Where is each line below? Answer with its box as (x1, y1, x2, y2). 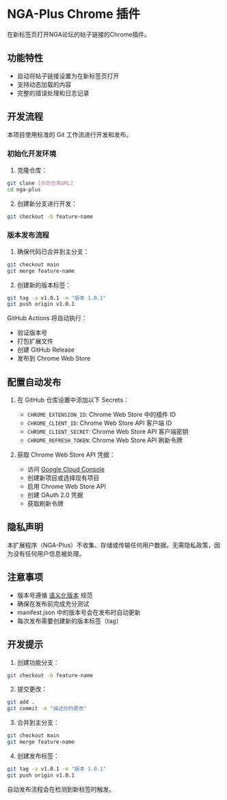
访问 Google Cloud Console (27, 465, 105, 474)
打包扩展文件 (16, 337, 53, 346)
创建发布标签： (16, 751, 59, 760)
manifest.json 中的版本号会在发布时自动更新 (16, 608, 141, 616)
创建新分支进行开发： (16, 199, 77, 208)
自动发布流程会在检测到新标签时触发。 (7, 785, 115, 793)
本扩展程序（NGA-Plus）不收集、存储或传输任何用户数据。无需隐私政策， (7, 541, 215, 549)
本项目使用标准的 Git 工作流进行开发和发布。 (7, 130, 133, 138)
